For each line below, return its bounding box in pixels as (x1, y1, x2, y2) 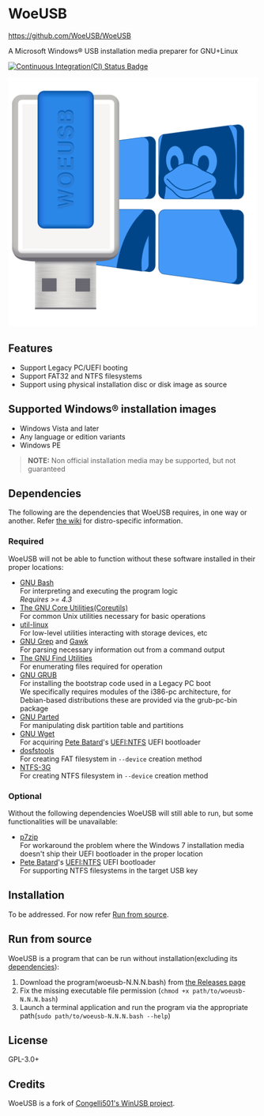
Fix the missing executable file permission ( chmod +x (19, 986, 190, 995)
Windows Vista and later (19, 424, 100, 433)
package (19, 703, 49, 713)
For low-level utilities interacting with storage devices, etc (19, 628, 208, 637)
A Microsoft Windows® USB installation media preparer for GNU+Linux (8, 46, 239, 55)
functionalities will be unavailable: (8, 816, 119, 826)
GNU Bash (19, 578, 54, 587)
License (8, 1033, 48, 1047)
